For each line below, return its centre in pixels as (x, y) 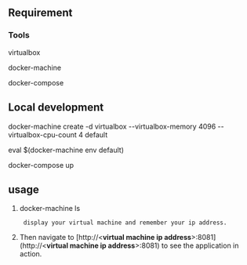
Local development (56, 108)
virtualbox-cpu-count (42, 134)
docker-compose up (41, 165)
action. (31, 254)
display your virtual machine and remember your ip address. (125, 223)
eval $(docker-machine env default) (66, 150)
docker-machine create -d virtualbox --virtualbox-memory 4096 (112, 126)
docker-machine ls (50, 209)
